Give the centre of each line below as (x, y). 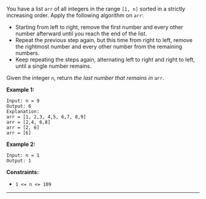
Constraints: (23, 172)
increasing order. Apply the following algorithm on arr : (75, 15)
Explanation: (23, 112)
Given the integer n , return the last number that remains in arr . (85, 78)
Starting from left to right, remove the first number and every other (99, 27)
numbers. (27, 53)
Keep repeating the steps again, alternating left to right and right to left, (105, 60)
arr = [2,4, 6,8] (29, 122)
